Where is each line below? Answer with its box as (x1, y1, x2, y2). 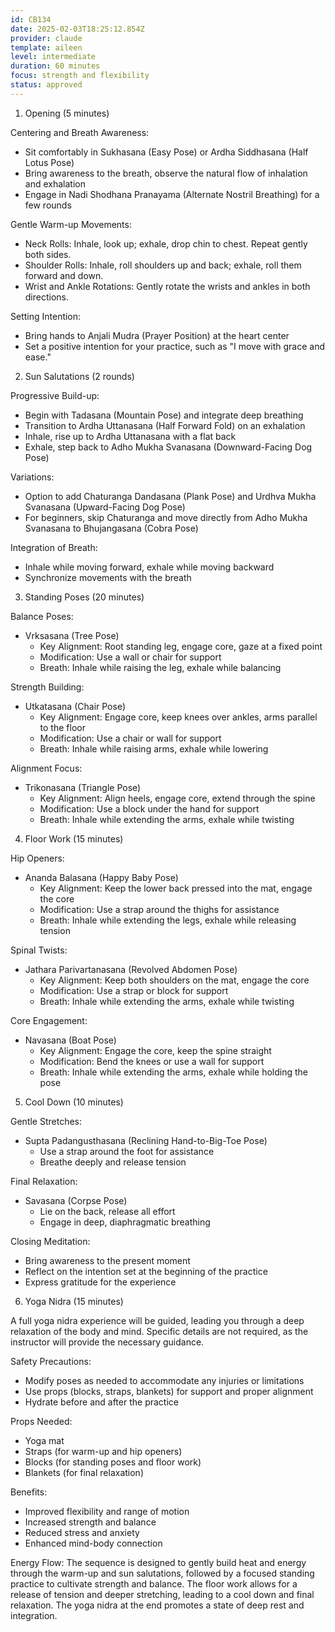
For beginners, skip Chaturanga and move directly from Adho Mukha (24, 511, 308, 523)
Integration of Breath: (10, 541, 98, 553)
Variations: (10, 471, 55, 483)
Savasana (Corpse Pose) (24, 1194, 128, 1206)
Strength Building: (10, 681, 85, 693)
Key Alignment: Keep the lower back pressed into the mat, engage (39, 882, 313, 894)
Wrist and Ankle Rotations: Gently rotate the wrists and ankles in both (24, 280, 311, 292)
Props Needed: (10, 1415, 73, 1427)
